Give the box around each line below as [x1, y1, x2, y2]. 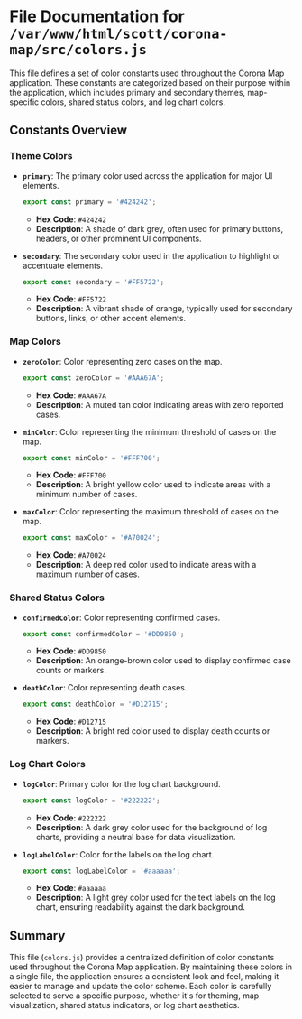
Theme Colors [9, 150, 73, 162]
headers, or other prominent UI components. [35, 233, 202, 244]
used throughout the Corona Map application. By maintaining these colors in [9, 961, 293, 972]
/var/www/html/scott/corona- [9, 25, 228, 42]
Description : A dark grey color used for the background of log [35, 821, 268, 832]
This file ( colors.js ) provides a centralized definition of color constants [9, 952, 275, 963]
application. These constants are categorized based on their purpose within [9, 77, 291, 88]
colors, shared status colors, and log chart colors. [41, 97, 225, 107]
